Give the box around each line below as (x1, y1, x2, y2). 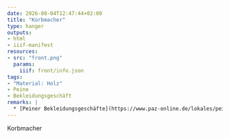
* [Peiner (13, 105, 41, 112)
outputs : (7, 29, 32, 36)
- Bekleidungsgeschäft (7, 93, 72, 100)
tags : (7, 73, 23, 81)
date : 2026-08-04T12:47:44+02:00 (7, 10, 103, 17)
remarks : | (7, 99, 38, 106)
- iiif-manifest (7, 42, 53, 49)
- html (7, 36, 26, 42)
